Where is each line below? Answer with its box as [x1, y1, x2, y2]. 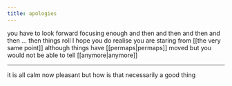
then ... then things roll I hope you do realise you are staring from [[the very [7, 36, 221, 45]
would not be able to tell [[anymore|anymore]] [7, 51, 138, 59]
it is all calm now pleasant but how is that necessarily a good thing [7, 70, 195, 79]
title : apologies [7, 10, 57, 17]
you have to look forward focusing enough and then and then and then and [7, 29, 221, 37]
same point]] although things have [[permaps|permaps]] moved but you [7, 43, 212, 52]
